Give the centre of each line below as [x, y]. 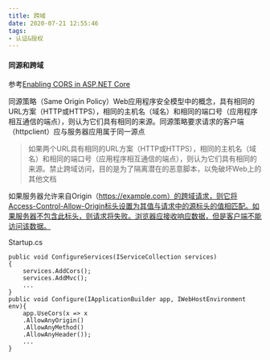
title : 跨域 [27, 16]
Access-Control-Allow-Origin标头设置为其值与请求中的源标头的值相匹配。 [131, 206]
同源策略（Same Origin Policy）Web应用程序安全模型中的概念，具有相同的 [132, 101]
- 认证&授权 [26, 38]
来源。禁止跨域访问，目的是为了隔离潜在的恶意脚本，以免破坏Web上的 [145, 169]
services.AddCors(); [57, 271]
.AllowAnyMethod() [53, 328]
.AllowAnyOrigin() [53, 321]
